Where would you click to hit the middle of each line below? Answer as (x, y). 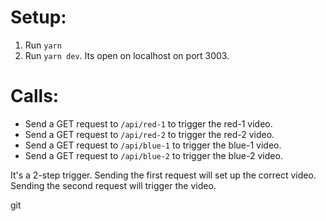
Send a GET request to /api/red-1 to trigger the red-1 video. (148, 123)
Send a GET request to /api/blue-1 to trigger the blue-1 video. (153, 145)
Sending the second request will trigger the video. (113, 185)
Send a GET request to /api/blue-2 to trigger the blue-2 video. (153, 155)
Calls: (35, 96)
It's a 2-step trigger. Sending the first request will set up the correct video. (163, 175)
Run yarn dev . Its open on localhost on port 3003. (127, 55)
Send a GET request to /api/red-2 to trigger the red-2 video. (149, 134)
